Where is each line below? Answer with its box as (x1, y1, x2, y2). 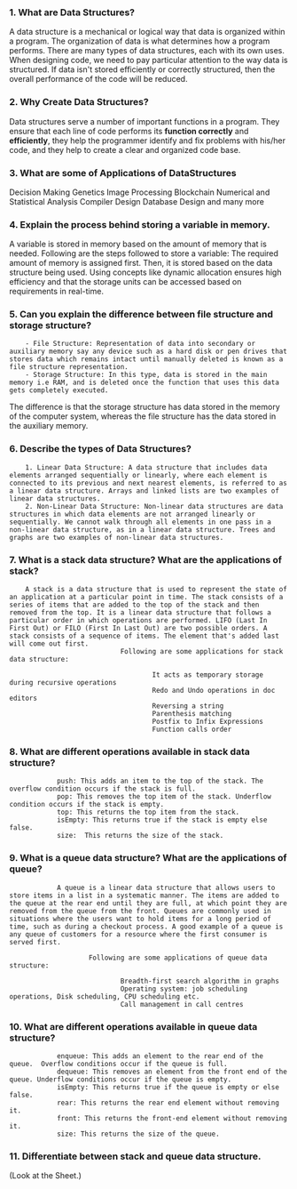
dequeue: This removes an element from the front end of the (56, 1067, 288, 1076)
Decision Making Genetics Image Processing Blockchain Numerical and (9, 187, 270, 197)
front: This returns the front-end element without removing (56, 1113, 288, 1122)
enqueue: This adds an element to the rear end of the (56, 1051, 264, 1060)
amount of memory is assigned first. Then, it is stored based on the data (9, 258, 273, 269)
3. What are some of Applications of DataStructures (9, 166, 237, 179)
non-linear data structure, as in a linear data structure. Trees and (9, 525, 276, 534)
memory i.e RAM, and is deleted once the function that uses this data (9, 378, 279, 388)
